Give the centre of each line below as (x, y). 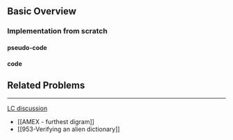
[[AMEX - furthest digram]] (56, 122)
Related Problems (46, 85)
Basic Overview (42, 11)
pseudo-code (27, 47)
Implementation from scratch (57, 31)
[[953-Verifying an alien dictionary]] (68, 129)
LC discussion (27, 108)
